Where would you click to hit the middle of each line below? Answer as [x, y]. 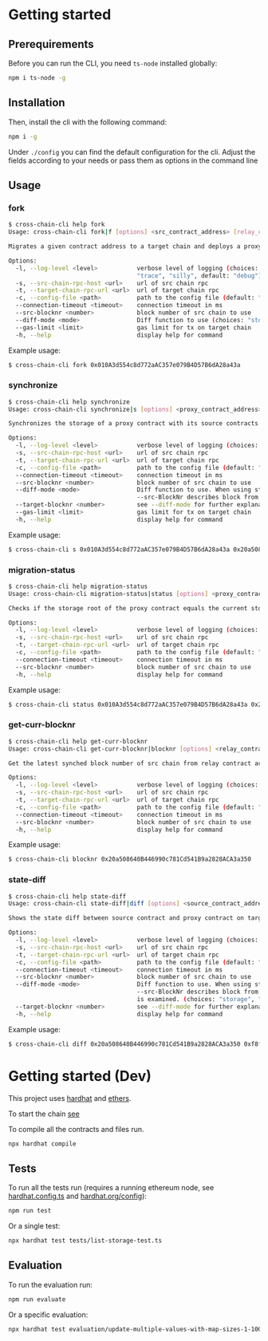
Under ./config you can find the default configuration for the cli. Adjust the [132, 152]
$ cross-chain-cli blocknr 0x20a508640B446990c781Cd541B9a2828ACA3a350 [130, 859]
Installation [37, 103]
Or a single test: [34, 1226]
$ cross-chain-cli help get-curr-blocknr [78, 741]
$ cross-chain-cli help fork [57, 225]
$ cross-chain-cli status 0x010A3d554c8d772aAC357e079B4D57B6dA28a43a [128, 704]
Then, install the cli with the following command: [88, 122]
